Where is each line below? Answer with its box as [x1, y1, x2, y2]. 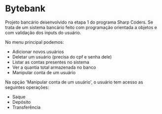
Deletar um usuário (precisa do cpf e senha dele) [12, 54, 112, 59]
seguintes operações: [5, 84, 49, 90]
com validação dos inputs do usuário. [5, 29, 81, 35]
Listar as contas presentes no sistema [12, 59, 90, 65]
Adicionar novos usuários [12, 49, 64, 55]
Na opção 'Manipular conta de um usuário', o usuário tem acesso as [5, 79, 143, 85]
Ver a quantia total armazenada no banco [12, 64, 96, 70]
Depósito [12, 99, 31, 105]
